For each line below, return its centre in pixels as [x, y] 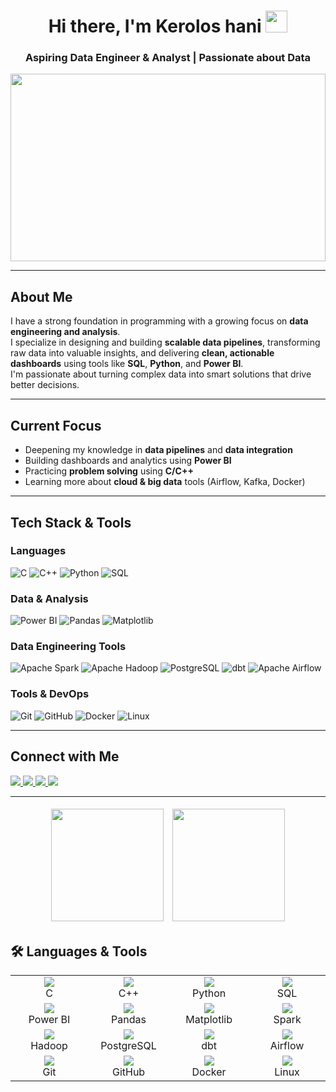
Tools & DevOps [50, 694]
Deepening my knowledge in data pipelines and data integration [158, 450]
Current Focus [56, 425]
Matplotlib [209, 1020]
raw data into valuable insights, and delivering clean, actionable [142, 353]
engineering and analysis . [65, 332]
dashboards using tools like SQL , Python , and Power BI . [127, 364]
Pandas [129, 1020]
